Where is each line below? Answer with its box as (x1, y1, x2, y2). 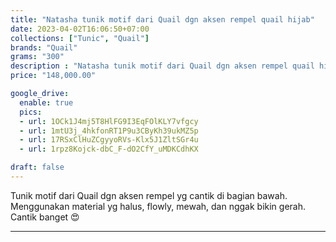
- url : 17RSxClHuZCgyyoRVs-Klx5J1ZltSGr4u (19, 135, 199, 145)
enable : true (19, 97, 74, 108)
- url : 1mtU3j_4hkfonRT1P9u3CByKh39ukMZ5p (19, 126, 199, 136)
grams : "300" (10, 52, 65, 62)
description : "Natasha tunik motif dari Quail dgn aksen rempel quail (10, 61, 315, 71)
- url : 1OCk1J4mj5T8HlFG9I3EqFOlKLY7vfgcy (19, 116, 199, 126)
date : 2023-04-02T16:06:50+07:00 (10, 24, 150, 34)
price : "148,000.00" (10, 71, 97, 81)
